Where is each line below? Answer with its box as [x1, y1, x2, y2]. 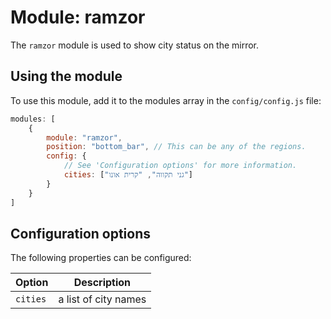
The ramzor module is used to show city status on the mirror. [10, 39, 260, 51]
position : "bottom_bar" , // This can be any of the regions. [46, 142, 307, 152]
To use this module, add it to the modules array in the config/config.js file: [10, 94, 322, 106]
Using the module [10, 68, 123, 85]
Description [73, 276, 132, 290]
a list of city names [58, 292, 147, 306]
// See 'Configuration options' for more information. [63, 161, 298, 171]
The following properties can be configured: [10, 252, 192, 264]
